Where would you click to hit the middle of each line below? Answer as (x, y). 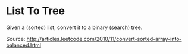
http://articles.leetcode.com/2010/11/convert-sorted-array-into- (104, 39)
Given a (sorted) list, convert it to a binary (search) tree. (74, 27)
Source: (16, 39)
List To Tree (36, 11)
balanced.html (24, 45)
